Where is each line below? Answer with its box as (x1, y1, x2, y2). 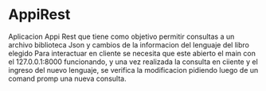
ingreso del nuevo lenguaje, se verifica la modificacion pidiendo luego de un (8, 65, 259, 74)
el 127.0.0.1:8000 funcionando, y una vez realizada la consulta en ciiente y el (8, 57, 259, 66)
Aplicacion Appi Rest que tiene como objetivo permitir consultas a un (8, 32, 235, 41)
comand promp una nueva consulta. (8, 74, 127, 83)
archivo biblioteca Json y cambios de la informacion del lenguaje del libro (8, 40, 249, 49)
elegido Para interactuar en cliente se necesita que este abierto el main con (8, 48, 256, 58)
